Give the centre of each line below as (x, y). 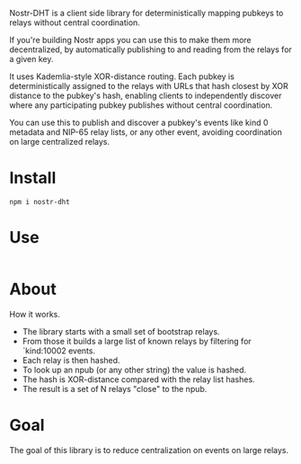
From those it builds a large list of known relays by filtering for (137, 341)
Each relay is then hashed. (71, 360)
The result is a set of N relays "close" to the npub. (115, 388)
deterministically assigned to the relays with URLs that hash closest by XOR (149, 86)
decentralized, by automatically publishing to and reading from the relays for (150, 49)
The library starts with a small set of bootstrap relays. (121, 331)
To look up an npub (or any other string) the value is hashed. (134, 370)
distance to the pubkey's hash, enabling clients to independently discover (146, 95)
